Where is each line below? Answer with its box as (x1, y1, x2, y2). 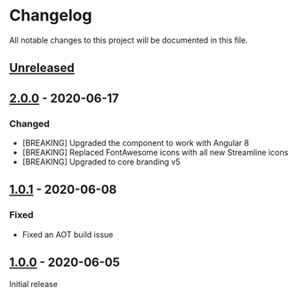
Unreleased (9, 60, 76, 76)
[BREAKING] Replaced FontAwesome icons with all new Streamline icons (21, 148, 289, 158)
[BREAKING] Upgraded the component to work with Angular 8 (21, 138, 250, 148)
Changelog (9, 5, 92, 26)
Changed (9, 117, 51, 130)
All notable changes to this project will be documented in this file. (9, 35, 249, 45)
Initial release (9, 278, 58, 289)
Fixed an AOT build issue (21, 228, 114, 240)
